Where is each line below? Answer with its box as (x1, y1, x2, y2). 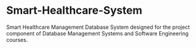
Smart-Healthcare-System (6, 4, 142, 17)
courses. (6, 36, 28, 43)
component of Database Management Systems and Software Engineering (6, 29, 189, 37)
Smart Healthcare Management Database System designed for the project (6, 23, 190, 31)
